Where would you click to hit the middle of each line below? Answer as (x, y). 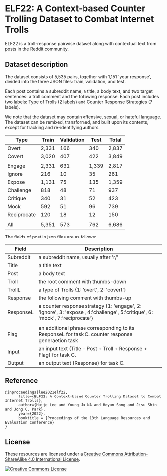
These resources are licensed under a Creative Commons (64, 454)
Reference (22, 381)
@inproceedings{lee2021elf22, (37, 392)
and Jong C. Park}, (25, 409)
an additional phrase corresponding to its (86, 328)
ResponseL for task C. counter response (85, 334)
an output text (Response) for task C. (82, 363)
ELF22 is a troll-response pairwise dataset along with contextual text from (81, 43)
